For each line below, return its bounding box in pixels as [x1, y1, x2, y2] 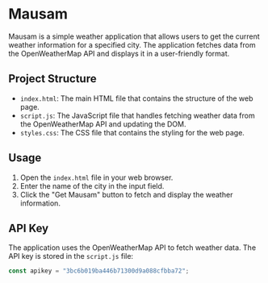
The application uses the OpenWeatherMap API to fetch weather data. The [8, 243, 257, 252]
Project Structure [8, 72, 97, 85]
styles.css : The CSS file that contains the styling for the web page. [19, 127, 245, 137]
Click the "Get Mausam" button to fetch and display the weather [19, 189, 233, 199]
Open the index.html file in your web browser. [19, 173, 174, 182]
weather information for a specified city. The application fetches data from [8, 40, 256, 49]
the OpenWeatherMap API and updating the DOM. [19, 119, 186, 129]
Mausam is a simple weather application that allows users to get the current [8, 31, 260, 41]
